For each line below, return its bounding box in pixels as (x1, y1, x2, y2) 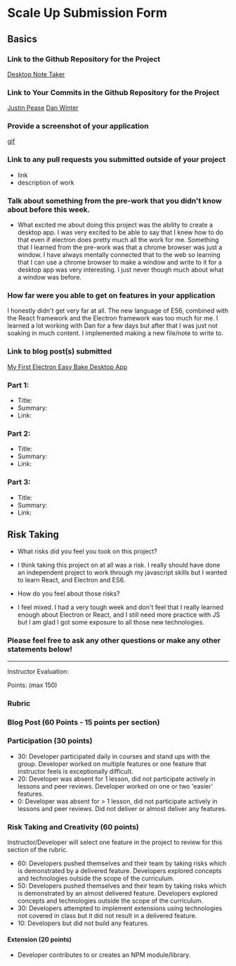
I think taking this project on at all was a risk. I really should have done (17, 561, 221, 570)
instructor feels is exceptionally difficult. (17, 767, 133, 775)
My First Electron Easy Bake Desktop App (7, 363, 128, 371)
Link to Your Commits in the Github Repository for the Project (7, 87, 220, 97)
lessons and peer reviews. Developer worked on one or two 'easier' (17, 782, 214, 790)
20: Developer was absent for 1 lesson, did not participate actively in (17, 774, 216, 783)
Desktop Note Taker (7, 70, 65, 78)
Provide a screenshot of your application (7, 121, 149, 131)
